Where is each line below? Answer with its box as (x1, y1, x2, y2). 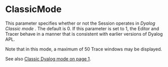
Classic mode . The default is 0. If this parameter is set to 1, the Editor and (5, 25, 159, 31)
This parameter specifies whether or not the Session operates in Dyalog (5, 20, 155, 26)
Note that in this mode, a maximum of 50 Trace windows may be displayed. (5, 46, 162, 52)
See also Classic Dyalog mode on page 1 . (5, 55, 91, 61)
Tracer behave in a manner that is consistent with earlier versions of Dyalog (5, 31, 163, 37)
